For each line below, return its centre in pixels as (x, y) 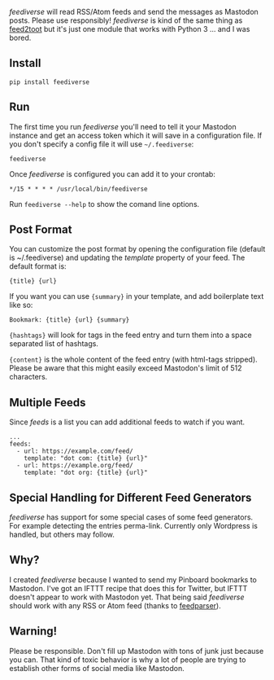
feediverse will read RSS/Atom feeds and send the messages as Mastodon (134, 12)
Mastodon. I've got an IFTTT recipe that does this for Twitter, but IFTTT (128, 588)
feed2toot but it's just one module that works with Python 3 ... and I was (130, 29)
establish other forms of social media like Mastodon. (97, 668)
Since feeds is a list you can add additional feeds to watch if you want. (127, 422)
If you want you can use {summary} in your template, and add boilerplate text (137, 296)
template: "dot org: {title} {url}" (86, 473)
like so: (21, 305)
